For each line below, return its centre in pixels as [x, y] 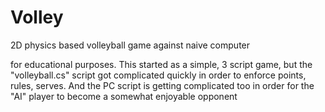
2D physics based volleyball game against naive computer [130, 45]
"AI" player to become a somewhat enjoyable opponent [124, 96]
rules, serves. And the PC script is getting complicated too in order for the [162, 85]
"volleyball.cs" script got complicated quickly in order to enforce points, [158, 75]
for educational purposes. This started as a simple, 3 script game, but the [161, 64]
